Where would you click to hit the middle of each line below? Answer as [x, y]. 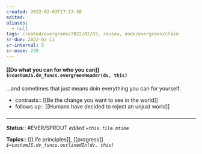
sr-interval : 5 [25, 46]
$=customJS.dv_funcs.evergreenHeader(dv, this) [67, 76]
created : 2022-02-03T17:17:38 [44, 12]
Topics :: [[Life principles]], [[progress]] [55, 140]
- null [20, 28]
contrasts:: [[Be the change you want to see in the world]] [86, 100]
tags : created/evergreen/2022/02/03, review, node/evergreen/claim [93, 34]
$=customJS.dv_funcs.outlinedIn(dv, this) [60, 145]
